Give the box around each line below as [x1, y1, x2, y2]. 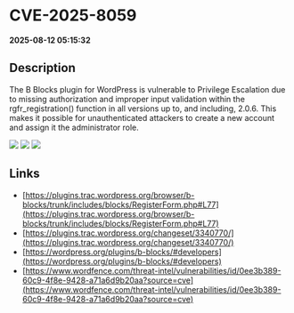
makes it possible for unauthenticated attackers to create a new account [9, 112, 274, 123]
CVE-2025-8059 [9, 5, 137, 26]
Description [9, 60, 76, 76]
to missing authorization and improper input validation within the [9, 93, 245, 104]
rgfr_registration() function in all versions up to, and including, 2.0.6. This [9, 103, 277, 114]
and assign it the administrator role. [9, 122, 140, 132]
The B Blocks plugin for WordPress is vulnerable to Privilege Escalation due [9, 84, 286, 94]
